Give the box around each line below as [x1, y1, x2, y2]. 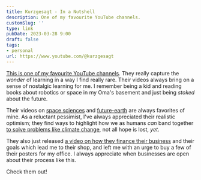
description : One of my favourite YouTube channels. [6, 14, 141, 20]
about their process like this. [6, 156, 77, 163]
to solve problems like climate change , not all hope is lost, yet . [6, 126, 160, 133]
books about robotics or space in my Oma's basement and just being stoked [6, 89, 195, 96]
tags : [6, 42, 20, 48]
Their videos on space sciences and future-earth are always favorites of [6, 106, 185, 114]
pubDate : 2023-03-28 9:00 [6, 31, 71, 37]
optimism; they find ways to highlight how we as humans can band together [6, 119, 194, 126]
